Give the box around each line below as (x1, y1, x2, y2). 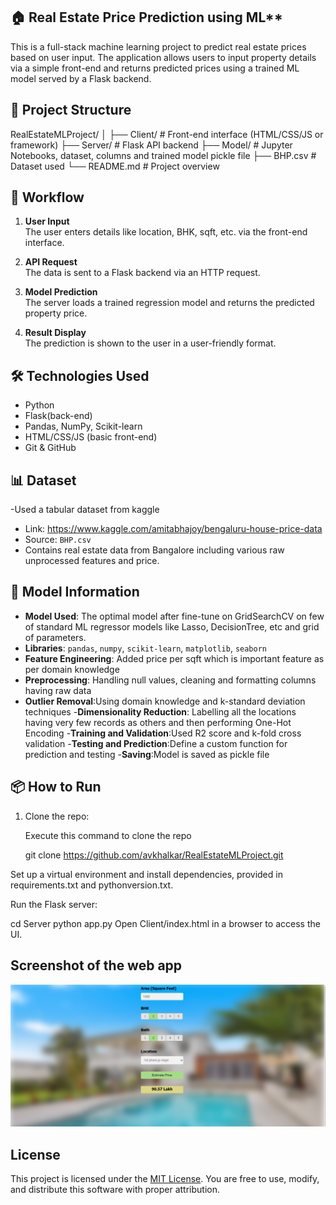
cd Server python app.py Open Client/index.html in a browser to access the (10, 917, 321, 929)
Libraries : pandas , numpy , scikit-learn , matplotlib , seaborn (24, 642, 268, 654)
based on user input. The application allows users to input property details (10, 51, 317, 63)
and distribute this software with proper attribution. (10, 1184, 221, 1196)
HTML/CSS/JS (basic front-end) (24, 431, 158, 443)
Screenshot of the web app (10, 957, 183, 974)
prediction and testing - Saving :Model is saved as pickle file (24, 748, 270, 760)
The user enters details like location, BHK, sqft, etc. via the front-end (24, 226, 308, 238)
